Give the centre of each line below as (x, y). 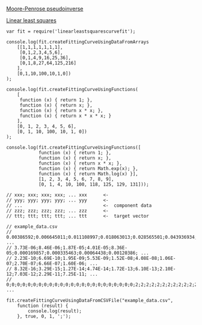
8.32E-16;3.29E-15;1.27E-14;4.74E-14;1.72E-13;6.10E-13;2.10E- (95, 269)
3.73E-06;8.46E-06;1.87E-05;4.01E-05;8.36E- (71, 248)
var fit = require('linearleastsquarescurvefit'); (71, 31)
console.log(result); (55, 311)
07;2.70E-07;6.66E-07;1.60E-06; (47, 263)
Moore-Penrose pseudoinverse (45, 9)
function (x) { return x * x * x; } (66, 116)
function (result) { (43, 306)
